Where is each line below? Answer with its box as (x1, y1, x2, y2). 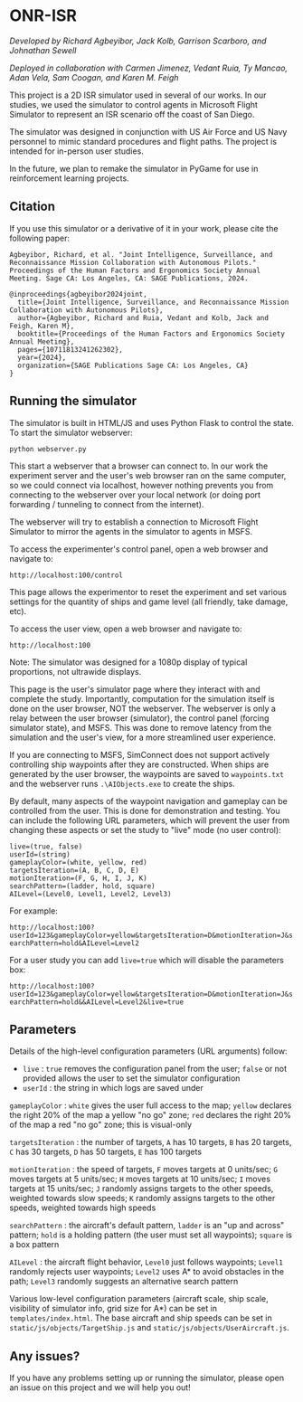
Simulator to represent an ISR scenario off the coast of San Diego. (9, 109, 255, 119)
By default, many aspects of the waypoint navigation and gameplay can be (9, 795, 288, 806)
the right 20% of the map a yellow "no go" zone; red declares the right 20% (9, 1110, 292, 1121)
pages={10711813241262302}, (17, 345, 124, 354)
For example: (9, 905, 59, 916)
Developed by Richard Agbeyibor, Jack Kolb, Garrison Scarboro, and (9, 35, 267, 46)
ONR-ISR (9, 5, 77, 26)
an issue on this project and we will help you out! (9, 1382, 192, 1393)
